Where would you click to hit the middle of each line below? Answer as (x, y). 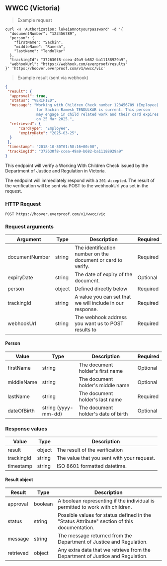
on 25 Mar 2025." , (55, 119)
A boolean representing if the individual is (106, 501)
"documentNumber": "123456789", (43, 34)
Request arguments (29, 227)
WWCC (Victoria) (33, 8)
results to (85, 330)
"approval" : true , (29, 96)
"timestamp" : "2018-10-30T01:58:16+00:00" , (53, 147)
